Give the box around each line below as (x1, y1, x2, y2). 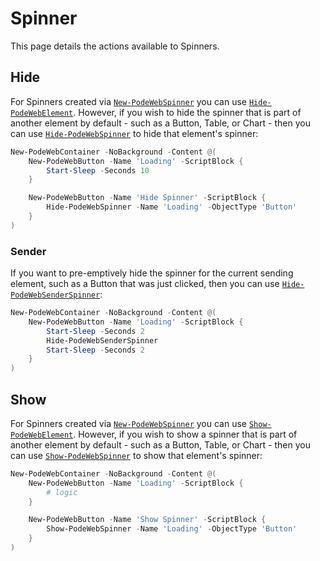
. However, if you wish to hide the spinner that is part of (73, 106, 302, 118)
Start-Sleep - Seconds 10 (46, 165, 150, 176)
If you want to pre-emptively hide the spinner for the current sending (10, 267, 294, 279)
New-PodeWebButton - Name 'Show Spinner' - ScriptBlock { (28, 515, 267, 525)
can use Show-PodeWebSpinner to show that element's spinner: (10, 449, 263, 461)
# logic (46, 487, 78, 497)
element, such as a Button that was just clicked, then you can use (10, 278, 280, 290)
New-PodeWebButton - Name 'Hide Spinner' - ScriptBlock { (28, 193, 267, 203)
